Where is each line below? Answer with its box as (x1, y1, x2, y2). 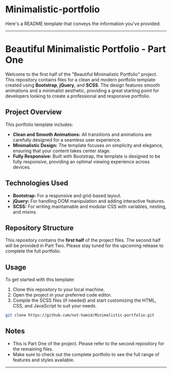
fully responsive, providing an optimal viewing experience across (12, 158, 150, 164)
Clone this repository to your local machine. (12, 286, 105, 293)
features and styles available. (12, 357, 75, 363)
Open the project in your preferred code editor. (12, 292, 112, 298)
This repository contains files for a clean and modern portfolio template (5, 76, 156, 82)
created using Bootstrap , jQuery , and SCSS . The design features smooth (5, 82, 160, 88)
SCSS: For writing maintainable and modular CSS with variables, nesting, (12, 203, 167, 210)
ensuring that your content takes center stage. (12, 148, 111, 154)
